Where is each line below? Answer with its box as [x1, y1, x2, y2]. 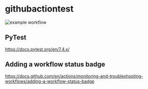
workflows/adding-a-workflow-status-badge [5, 78, 95, 84]
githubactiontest [5, 3, 74, 15]
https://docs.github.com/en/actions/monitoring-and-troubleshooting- [5, 73, 144, 79]
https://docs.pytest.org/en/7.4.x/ [5, 46, 70, 52]
